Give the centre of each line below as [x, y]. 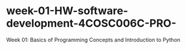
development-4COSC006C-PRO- [91, 23]
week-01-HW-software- [67, 11]
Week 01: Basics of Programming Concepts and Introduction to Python [93, 40]
